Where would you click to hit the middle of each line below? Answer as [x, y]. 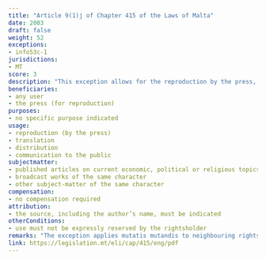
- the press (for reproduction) [61, 103]
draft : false [30, 30]
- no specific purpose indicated [63, 118]
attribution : [30, 206]
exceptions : [28, 45]
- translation [32, 140]
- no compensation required [55, 199]
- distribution [33, 148]
